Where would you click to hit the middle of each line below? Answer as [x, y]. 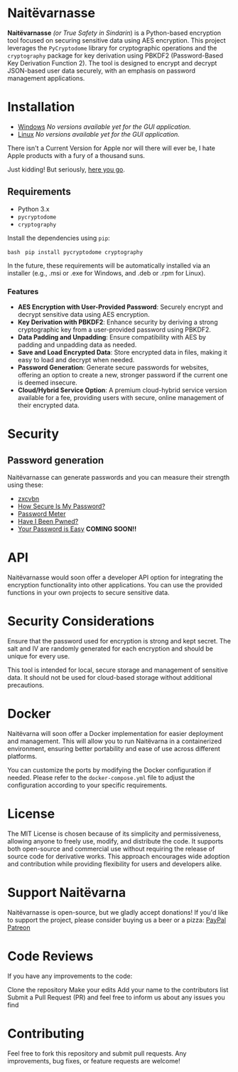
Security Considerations [81, 621]
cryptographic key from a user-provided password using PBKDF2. [114, 330]
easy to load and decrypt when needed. [76, 359]
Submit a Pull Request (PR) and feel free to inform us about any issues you [116, 997]
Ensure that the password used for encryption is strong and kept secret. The [119, 641]
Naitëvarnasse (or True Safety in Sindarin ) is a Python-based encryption [114, 33]
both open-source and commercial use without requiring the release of [111, 848]
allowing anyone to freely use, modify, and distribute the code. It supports [115, 841]
